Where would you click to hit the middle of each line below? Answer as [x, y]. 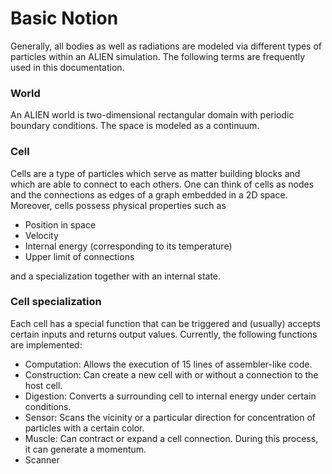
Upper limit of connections [79, 256]
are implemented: [46, 344]
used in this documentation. [67, 67]
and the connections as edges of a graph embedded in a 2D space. [149, 194]
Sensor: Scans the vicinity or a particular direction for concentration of [170, 417]
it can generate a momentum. [85, 449]
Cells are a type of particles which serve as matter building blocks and [155, 173]
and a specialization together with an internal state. [116, 276]
